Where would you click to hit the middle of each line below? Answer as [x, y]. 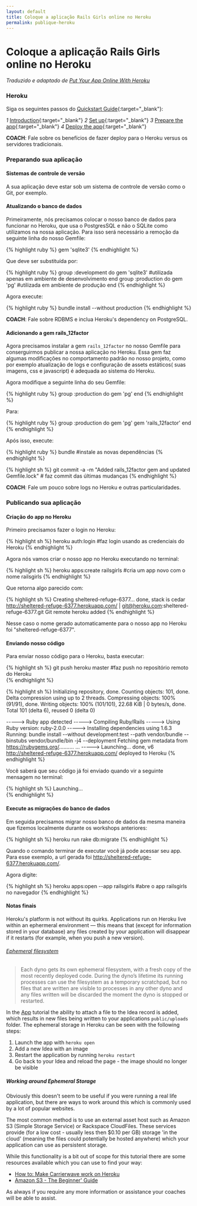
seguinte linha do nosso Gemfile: [46, 238]
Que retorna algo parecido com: [45, 588]
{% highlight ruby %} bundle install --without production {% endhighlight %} [99, 308]
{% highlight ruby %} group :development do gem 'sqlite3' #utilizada [89, 272]
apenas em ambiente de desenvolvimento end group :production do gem [94, 278]
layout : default [26, 11]
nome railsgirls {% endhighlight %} [49, 577]
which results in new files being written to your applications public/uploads [97, 1018]
